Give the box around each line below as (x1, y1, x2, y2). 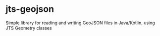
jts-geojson (5, 3, 54, 15)
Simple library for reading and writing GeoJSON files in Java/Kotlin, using (5, 20, 155, 26)
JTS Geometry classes (5, 25, 52, 31)
